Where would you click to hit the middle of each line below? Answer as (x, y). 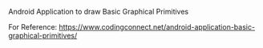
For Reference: (33, 27)
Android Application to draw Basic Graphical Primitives (99, 12)
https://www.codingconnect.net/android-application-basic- (157, 27)
